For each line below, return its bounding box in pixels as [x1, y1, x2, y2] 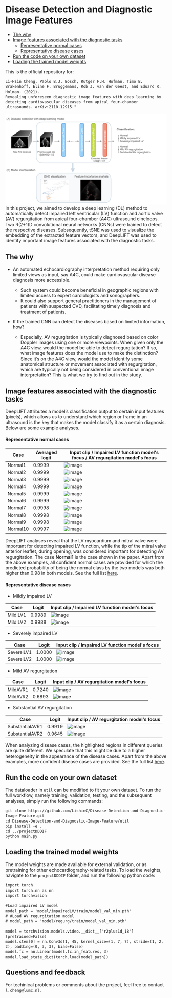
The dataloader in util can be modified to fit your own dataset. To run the [5, 787, 161, 793]
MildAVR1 [7, 686, 29, 693]
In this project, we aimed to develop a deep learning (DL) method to [5, 205, 148, 211]
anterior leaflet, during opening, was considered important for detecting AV [5, 548, 164, 555]
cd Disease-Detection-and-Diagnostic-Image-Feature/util [5, 818, 130, 824]
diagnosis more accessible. [12, 277, 71, 283]
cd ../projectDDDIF [5, 829, 47, 834]
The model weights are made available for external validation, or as [5, 861, 147, 868]
